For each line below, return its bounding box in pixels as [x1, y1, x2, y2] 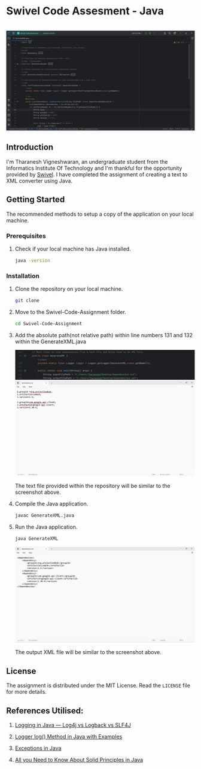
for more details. [6, 688, 47, 695]
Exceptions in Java [14, 744, 62, 752]
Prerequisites [6, 231, 46, 240]
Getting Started [6, 194, 65, 205]
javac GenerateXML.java [14, 512, 75, 518]
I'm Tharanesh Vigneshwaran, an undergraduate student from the [6, 158, 168, 165]
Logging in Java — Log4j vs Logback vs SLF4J [14, 721, 132, 728]
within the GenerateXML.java [14, 338, 87, 345]
